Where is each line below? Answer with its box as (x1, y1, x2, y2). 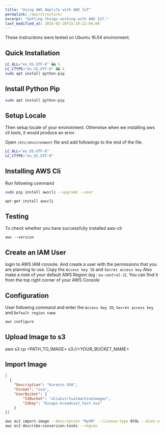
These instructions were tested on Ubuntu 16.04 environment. (5, 35, 130, 40)
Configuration (5, 291, 49, 300)
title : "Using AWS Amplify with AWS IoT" (5, 7, 91, 12)
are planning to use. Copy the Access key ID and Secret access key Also (5, 267, 152, 273)
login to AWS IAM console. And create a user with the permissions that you (5, 261, 157, 267)
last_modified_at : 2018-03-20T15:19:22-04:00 (5, 21, 100, 26)
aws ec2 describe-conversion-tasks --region (5, 424, 98, 429)
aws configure (5, 319, 34, 324)
